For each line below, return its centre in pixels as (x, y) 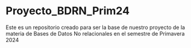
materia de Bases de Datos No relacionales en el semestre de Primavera (95, 33)
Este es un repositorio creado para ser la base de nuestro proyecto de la (95, 27)
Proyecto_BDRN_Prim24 (68, 11)
